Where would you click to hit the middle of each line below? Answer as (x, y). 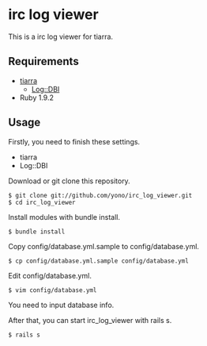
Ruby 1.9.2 (36, 98)
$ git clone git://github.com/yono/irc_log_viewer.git (100, 195)
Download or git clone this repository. (69, 181)
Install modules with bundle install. (64, 217)
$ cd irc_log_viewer (42, 202)
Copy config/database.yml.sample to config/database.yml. (104, 246)
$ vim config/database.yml (53, 290)
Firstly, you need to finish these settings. (74, 141)
